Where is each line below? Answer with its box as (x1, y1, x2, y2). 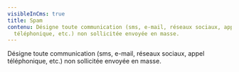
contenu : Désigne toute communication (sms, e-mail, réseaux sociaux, (7, 23, 221, 30)
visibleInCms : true (7, 10, 65, 18)
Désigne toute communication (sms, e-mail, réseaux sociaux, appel (7, 49, 205, 58)
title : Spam (7, 17, 43, 24)
